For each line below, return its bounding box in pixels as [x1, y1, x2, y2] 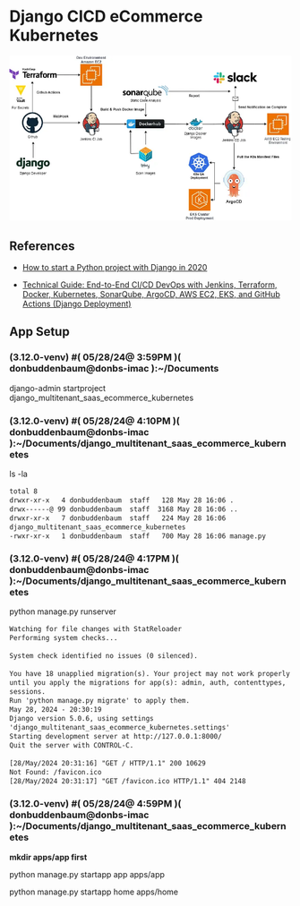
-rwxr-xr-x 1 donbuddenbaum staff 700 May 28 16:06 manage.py [9, 531, 267, 541]
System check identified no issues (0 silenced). [9, 652, 199, 661]
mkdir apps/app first [9, 851, 88, 862]
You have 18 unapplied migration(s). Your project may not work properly [9, 670, 291, 679]
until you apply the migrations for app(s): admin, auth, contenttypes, [9, 679, 287, 688]
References [9, 238, 75, 253]
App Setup [9, 324, 70, 339]
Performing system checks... [9, 634, 118, 643]
